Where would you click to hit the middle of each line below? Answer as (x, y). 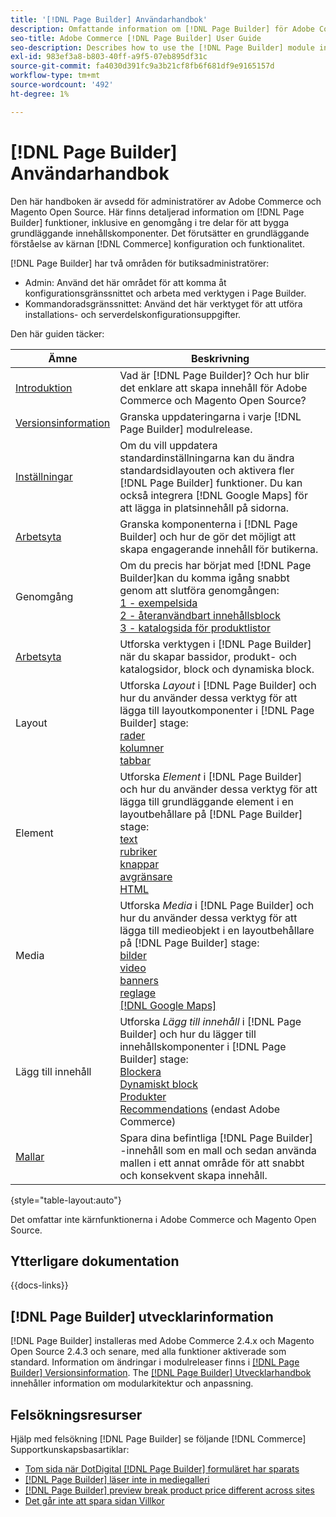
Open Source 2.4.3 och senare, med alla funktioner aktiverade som (148, 1352)
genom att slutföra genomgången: (199, 590)
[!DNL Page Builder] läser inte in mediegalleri (117, 1479)
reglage (138, 993)
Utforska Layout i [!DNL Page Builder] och (218, 685)
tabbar (135, 760)
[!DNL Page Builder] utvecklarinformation (142, 1316)
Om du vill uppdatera (168, 445)
